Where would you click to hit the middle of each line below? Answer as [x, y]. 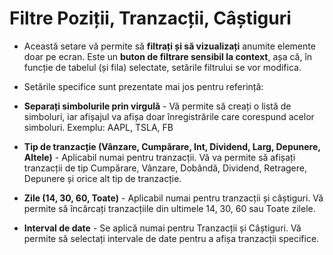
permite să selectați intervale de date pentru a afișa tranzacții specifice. [171, 238]
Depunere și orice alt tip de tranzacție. [102, 178]
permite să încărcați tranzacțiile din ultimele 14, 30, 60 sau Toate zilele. [169, 208]
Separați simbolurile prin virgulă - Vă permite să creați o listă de [157, 106]
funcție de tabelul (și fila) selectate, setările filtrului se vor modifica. [162, 67]
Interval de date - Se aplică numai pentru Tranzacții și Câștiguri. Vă [162, 228]
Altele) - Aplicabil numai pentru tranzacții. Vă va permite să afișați [159, 157]
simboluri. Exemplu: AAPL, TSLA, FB [98, 127]
